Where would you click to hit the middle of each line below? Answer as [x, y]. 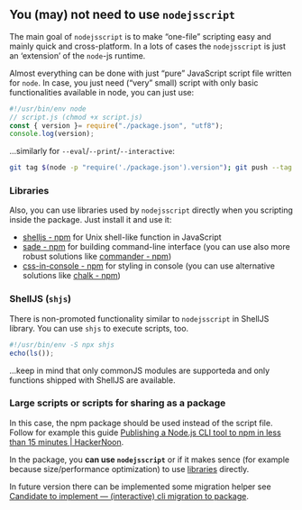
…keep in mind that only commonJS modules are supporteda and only [140, 370]
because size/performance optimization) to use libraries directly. [129, 469]
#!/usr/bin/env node [48, 109]
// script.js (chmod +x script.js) [76, 117]
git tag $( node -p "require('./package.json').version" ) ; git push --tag [151, 168]
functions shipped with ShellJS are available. [92, 380]
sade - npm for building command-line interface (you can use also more [156, 247]
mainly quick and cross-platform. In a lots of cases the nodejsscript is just [148, 46]
